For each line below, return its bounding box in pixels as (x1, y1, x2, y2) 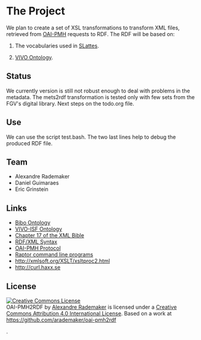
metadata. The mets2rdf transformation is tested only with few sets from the (6, 93, 195, 100)
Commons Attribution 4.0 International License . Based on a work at (6, 310, 172, 317)
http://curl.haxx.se (14, 264, 61, 271)
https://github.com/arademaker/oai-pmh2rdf (6, 317, 116, 323)
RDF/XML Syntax (14, 238, 58, 246)
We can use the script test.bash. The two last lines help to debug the (6, 133, 176, 141)
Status (6, 71, 32, 82)
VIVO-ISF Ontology (14, 225, 62, 232)
